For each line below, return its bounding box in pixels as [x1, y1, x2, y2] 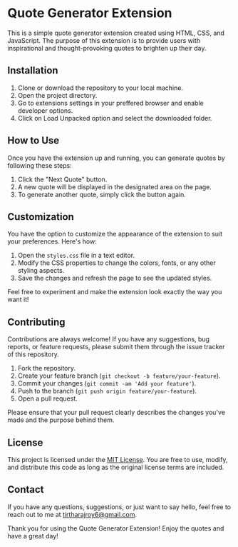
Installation [7, 64, 58, 76]
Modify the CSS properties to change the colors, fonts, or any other [17, 259, 216, 267]
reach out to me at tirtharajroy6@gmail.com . [7, 510, 138, 518]
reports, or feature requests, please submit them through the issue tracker [7, 343, 226, 351]
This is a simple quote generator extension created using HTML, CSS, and [7, 29, 224, 37]
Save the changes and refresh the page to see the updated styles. [17, 273, 212, 283]
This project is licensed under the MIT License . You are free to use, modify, [7, 456, 228, 463]
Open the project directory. [17, 91, 98, 99]
